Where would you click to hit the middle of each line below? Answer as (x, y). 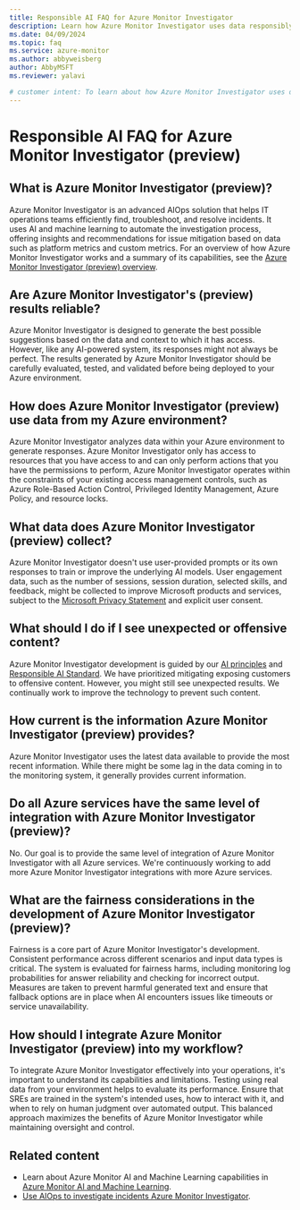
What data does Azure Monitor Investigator (132, 527)
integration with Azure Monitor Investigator (133, 818)
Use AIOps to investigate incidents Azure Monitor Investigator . (137, 1196)
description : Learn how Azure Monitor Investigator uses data (127, 26)
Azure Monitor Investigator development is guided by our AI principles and (146, 664)
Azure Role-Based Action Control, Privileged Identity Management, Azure (144, 490)
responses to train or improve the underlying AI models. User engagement (146, 572)
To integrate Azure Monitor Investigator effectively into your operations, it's (147, 1070)
